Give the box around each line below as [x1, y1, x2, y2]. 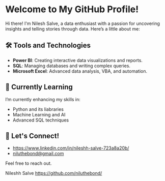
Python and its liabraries [12, 106, 64, 112]
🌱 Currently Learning [5, 83, 73, 92]
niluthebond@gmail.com [12, 150, 64, 157]
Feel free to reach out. [5, 160, 52, 166]
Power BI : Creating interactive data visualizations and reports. [12, 57, 143, 63]
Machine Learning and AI [12, 111, 66, 117]
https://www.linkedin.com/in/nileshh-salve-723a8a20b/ [12, 145, 129, 151]
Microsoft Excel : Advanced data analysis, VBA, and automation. [12, 68, 148, 74]
